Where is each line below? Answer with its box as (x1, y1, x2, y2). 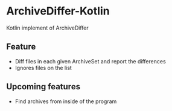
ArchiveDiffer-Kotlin (6, 4, 110, 18)
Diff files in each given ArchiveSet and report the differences (14, 57, 166, 65)
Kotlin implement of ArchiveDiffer (6, 24, 89, 31)
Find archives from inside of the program (14, 98, 117, 105)
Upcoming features (6, 81, 80, 92)
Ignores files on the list (14, 64, 72, 71)
